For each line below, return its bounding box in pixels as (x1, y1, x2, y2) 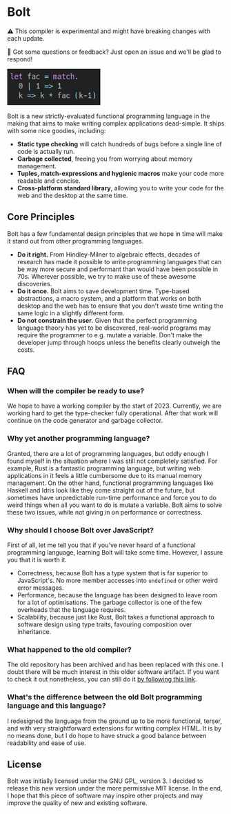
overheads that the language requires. (17, 606, 126, 614)
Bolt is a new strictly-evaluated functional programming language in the (7, 112, 210, 120)
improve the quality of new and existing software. (7, 799, 148, 807)
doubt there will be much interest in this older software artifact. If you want (7, 668, 219, 676)
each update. (7, 34, 45, 42)
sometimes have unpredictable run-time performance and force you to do (7, 493, 217, 502)
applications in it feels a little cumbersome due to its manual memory (7, 471, 203, 479)
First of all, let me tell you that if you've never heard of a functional (7, 541, 196, 549)
